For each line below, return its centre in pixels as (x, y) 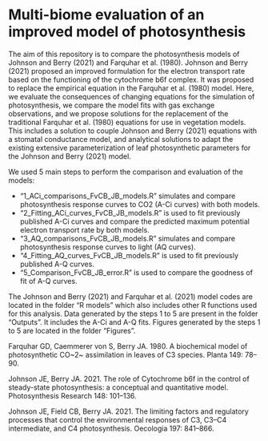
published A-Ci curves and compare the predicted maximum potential (135, 221)
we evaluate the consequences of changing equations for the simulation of (132, 96)
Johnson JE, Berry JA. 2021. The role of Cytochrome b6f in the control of (129, 378)
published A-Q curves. (57, 264)
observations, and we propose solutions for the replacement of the (118, 113)
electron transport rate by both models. (84, 229)
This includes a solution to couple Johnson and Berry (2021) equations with (133, 131)
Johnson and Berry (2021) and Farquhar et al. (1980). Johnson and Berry (128, 63)
